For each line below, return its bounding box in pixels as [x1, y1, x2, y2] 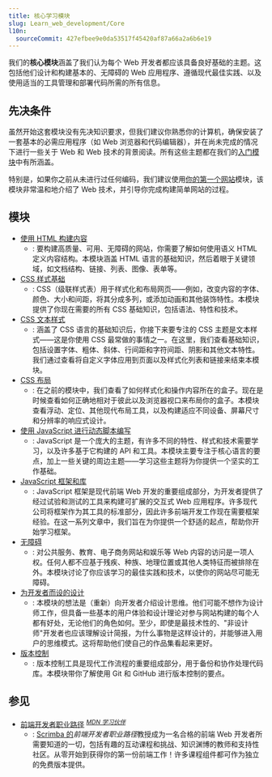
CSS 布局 [19, 375, 51, 384]
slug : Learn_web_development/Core [8, 19, 125, 28]
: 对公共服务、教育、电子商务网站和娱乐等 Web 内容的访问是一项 [32, 547, 248, 557]
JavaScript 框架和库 [19, 476, 87, 486]
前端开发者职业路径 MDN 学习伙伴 [19, 718, 126, 729]
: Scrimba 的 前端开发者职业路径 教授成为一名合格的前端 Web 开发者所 [32, 729, 263, 739]
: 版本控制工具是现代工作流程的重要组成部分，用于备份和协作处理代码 [32, 658, 264, 668]
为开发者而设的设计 [19, 588, 85, 597]
